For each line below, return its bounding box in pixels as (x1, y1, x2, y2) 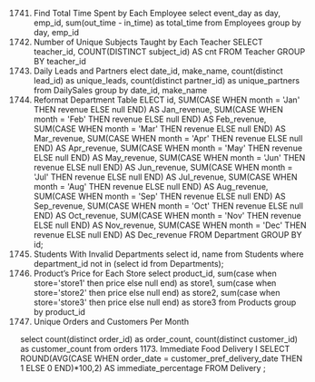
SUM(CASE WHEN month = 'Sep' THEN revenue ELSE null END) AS (33, 191, 286, 201)
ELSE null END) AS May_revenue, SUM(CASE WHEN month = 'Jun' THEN (33, 152, 306, 162)
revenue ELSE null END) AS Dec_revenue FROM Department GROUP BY (33, 230, 303, 240)
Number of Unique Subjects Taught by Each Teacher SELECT (33, 36, 263, 47)
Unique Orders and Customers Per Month (33, 317, 190, 327)
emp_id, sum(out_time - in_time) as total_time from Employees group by (33, 17, 301, 28)
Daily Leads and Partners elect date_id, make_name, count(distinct (33, 65, 283, 76)
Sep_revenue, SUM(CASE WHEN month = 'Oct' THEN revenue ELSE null (33, 201, 304, 211)
